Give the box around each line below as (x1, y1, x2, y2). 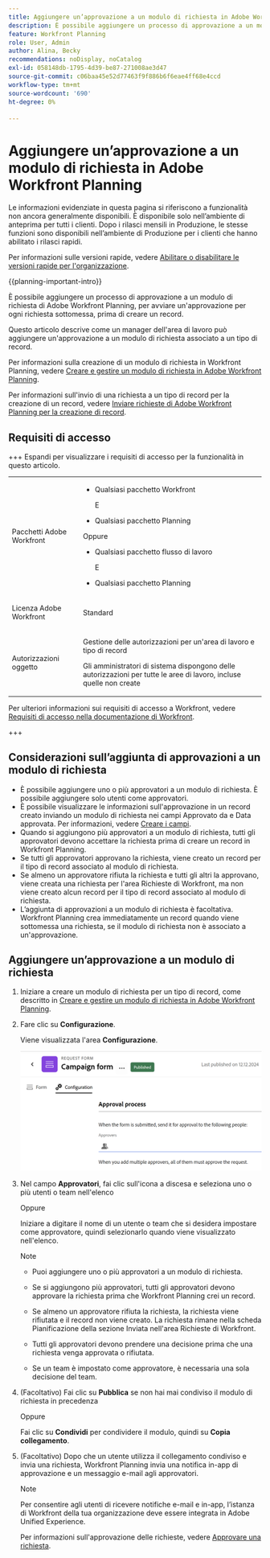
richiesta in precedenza (19, 1396, 99, 1406)
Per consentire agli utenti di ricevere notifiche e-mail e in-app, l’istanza (19, 1500, 255, 1510)
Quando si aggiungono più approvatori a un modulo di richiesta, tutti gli (19, 827, 256, 837)
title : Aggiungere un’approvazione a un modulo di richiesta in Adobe (8, 13, 250, 21)
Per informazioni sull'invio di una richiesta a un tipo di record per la (8, 390, 230, 400)
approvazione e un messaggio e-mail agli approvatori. (19, 1469, 199, 1478)
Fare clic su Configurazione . (19, 1020, 116, 1030)
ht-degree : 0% (8, 97, 56, 106)
